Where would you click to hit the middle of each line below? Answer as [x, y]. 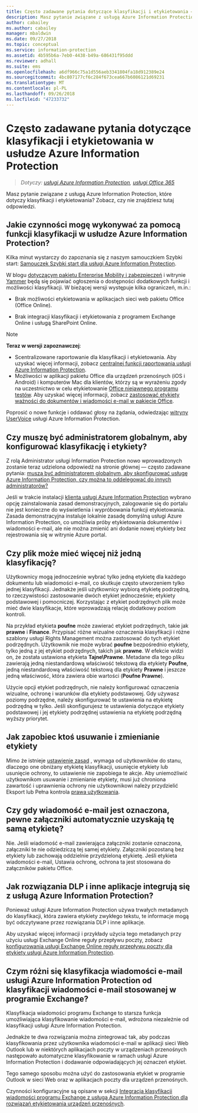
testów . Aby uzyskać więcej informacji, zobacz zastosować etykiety [97, 395]
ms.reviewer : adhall [32, 61]
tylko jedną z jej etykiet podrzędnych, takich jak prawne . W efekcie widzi [95, 651]
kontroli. [16, 614]
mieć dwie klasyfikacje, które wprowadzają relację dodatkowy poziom [91, 608]
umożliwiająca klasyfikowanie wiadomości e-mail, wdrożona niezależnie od [98, 1019]
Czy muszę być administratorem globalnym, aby [97, 437]
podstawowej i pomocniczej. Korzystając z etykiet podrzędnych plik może [96, 602]
